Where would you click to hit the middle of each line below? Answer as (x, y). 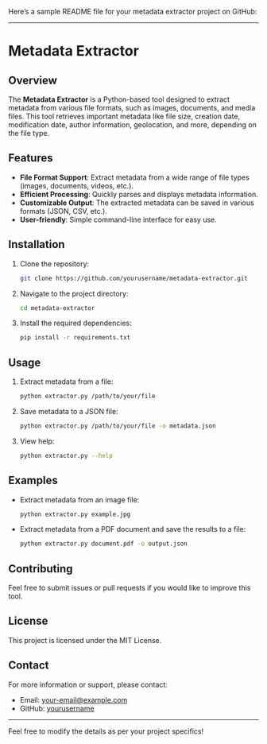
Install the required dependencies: (76, 323)
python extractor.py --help (66, 455)
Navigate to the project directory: (74, 293)
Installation (37, 244)
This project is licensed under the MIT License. (85, 640)
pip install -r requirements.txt (75, 338)
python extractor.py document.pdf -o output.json (104, 544)
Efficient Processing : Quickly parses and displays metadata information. (139, 194)
